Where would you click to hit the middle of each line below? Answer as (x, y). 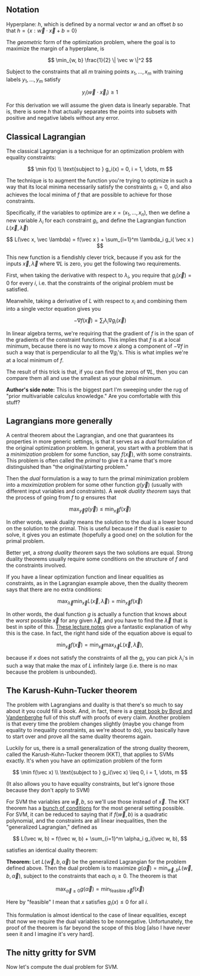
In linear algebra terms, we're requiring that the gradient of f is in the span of (100, 333)
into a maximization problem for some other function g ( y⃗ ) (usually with (94, 485)
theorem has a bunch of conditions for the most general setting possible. (96, 808)
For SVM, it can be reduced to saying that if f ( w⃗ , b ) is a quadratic (87, 814)
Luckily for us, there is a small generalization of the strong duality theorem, (98, 748)
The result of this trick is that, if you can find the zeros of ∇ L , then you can (97, 372)
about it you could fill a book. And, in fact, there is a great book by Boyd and (99, 711)
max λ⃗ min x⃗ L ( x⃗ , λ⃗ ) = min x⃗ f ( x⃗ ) (100, 602)
